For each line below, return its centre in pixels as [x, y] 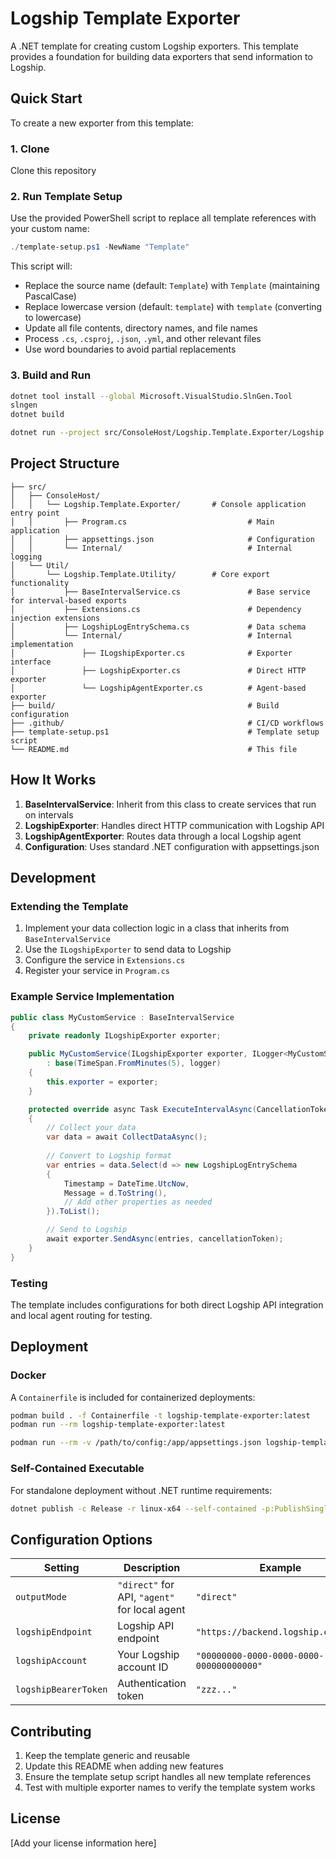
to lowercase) [53, 318]
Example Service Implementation [92, 997]
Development [53, 878]
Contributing [51, 1731]
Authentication [152, 1684]
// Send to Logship [87, 1230]
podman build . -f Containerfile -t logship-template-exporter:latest [160, 1415]
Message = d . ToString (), [115, 1193]
